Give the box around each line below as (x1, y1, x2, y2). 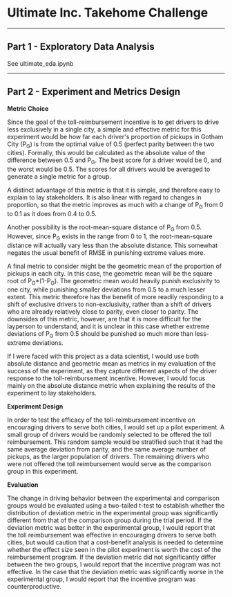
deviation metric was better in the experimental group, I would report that (7, 524, 215, 532)
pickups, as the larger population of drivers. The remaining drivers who (7, 452, 209, 461)
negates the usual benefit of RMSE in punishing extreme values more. (7, 248, 206, 257)
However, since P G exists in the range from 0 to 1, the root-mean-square (7, 232, 213, 242)
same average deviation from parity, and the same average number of (7, 445, 206, 454)
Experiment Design (7, 402, 64, 411)
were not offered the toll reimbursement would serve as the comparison (7, 460, 212, 468)
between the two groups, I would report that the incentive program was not (7, 560, 221, 569)
